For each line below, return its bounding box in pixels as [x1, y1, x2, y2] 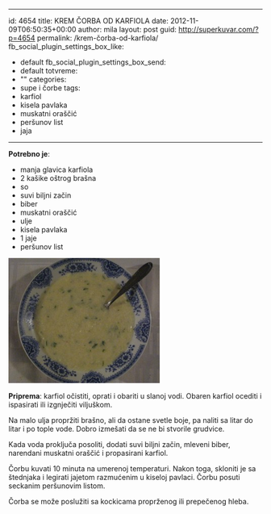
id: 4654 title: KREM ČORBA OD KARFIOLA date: [8, 16, 169, 25]
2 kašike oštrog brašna [19, 173, 97, 182]
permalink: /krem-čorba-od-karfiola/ [36, 33, 159, 43]
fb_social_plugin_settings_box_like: [8, 42, 124, 51]
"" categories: [19, 74, 67, 84]
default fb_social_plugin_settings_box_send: [19, 57, 167, 67]
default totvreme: [19, 66, 78, 75]
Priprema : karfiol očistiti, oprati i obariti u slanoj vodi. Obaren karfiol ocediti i [8, 391, 262, 400]
